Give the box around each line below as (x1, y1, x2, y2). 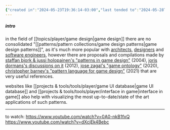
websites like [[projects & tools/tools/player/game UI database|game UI (5, 83, 154, 89)
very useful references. (5, 73, 54, 79)
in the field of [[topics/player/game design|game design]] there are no (5, 36, 151, 42)
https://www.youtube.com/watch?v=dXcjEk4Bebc (5, 119, 109, 125)
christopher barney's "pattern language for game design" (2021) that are (5, 68, 157, 74)
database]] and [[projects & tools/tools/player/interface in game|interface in (5, 88, 163, 94)
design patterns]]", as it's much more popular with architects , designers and (5, 46, 164, 52)
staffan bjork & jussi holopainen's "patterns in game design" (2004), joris (5, 57, 158, 63)
